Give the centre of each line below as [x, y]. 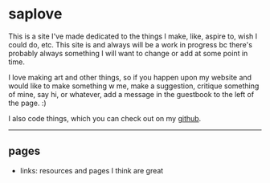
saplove [35, 14]
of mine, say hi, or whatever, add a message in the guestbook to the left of [131, 94]
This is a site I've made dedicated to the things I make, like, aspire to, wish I [133, 36]
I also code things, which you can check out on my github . [105, 118]
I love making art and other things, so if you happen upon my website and [130, 77]
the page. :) [27, 103]
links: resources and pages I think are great [92, 170]
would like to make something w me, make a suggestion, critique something [134, 86]
